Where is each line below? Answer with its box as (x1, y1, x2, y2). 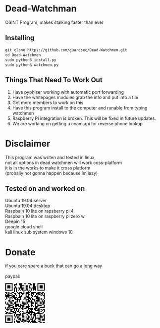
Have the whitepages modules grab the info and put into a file (12, 94, 139, 100)
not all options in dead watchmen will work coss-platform (5, 160, 122, 165)
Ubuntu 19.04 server (5, 198, 47, 204)
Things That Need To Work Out (5, 76, 103, 84)
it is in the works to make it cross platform (5, 164, 91, 171)
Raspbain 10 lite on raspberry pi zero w (5, 214, 85, 219)
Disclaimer (5, 138, 51, 149)
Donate (5, 246, 36, 258)
